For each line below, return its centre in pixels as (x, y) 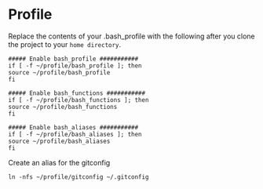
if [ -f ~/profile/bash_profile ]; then (75, 65)
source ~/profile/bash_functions (63, 107)
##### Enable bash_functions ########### (77, 93)
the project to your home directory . (65, 44)
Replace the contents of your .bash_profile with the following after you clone (131, 36)
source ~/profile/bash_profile (59, 72)
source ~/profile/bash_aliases (59, 141)
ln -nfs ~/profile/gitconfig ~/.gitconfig (79, 177)
